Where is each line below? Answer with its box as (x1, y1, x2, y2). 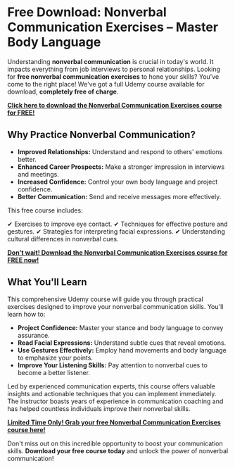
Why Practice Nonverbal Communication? (7, 129, 196, 141)
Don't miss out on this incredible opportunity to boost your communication (7, 439, 223, 448)
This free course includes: (7, 205, 83, 215)
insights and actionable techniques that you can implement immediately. (7, 389, 217, 398)
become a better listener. (17, 368, 90, 377)
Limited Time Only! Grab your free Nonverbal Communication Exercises (7, 418, 222, 426)
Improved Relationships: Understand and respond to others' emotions (17, 147, 223, 156)
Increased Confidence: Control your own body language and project (17, 177, 218, 186)
